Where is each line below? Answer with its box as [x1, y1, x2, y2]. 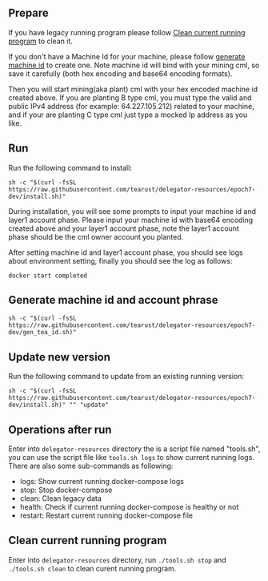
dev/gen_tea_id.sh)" [8, 329, 78, 337]
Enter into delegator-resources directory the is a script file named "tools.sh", [8, 444, 261, 454]
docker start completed [8, 272, 88, 280]
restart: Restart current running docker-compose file [19, 510, 194, 520]
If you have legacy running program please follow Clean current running [8, 27, 246, 37]
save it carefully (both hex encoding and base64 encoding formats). [8, 68, 233, 79]
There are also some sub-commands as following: [8, 461, 174, 471]
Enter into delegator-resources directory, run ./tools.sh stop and [8, 555, 226, 564]
